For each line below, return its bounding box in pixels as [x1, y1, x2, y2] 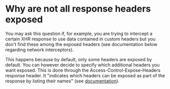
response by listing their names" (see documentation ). [5, 78, 120, 84]
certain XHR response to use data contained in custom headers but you [5, 36, 156, 42]
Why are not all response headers [5, 3, 151, 15]
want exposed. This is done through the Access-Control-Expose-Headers [5, 67, 161, 73]
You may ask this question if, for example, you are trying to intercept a [5, 30, 153, 36]
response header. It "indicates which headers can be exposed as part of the [5, 72, 165, 78]
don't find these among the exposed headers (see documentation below [5, 41, 157, 47]
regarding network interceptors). [5, 47, 74, 53]
